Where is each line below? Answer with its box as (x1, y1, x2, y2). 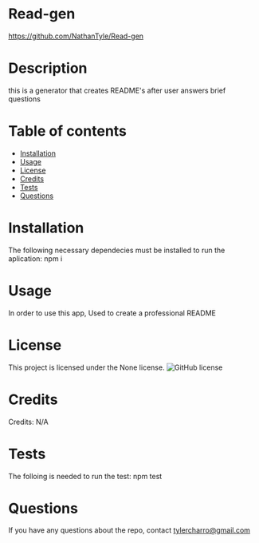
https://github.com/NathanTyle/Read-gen (8, 31, 144, 41)
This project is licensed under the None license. (8, 363, 165, 372)
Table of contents (8, 122, 128, 141)
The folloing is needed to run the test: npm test (8, 471, 163, 481)
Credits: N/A (8, 417, 49, 426)
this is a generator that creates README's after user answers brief (8, 85, 226, 95)
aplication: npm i (8, 253, 63, 264)
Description (8, 59, 88, 77)
